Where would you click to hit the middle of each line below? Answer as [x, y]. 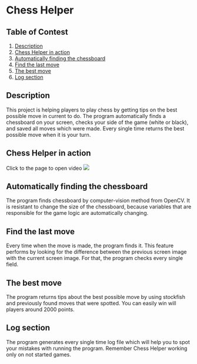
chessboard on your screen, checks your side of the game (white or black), [97, 122]
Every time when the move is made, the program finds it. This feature [90, 246]
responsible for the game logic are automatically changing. [77, 213]
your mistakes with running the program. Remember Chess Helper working [97, 348]
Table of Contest [37, 32]
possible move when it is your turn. [49, 134]
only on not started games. [39, 354]
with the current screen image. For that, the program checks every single [95, 258]
